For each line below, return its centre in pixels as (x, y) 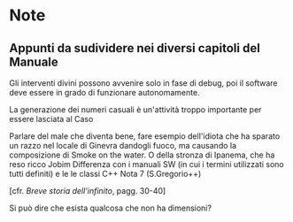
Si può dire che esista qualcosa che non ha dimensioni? (111, 208)
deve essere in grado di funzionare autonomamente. (105, 92)
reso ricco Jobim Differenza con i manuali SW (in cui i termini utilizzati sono (147, 164)
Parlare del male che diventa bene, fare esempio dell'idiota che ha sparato (145, 136)
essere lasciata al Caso (51, 119)
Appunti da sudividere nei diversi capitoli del (135, 48)
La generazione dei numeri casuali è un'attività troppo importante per (135, 110)
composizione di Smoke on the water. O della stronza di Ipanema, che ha (142, 155)
